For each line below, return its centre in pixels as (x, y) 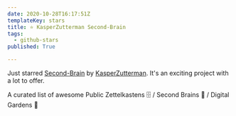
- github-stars (36, 40)
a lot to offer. (26, 81)
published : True (31, 47)
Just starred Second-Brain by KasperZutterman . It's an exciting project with (118, 73)
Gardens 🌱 (23, 105)
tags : (15, 34)
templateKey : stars (36, 21)
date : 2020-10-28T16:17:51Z (49, 14)
